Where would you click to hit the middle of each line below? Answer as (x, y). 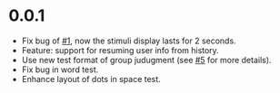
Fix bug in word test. (60, 70)
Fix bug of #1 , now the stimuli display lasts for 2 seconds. (129, 41)
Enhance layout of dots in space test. (91, 79)
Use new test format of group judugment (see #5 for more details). (146, 60)
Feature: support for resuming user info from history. (120, 50)
